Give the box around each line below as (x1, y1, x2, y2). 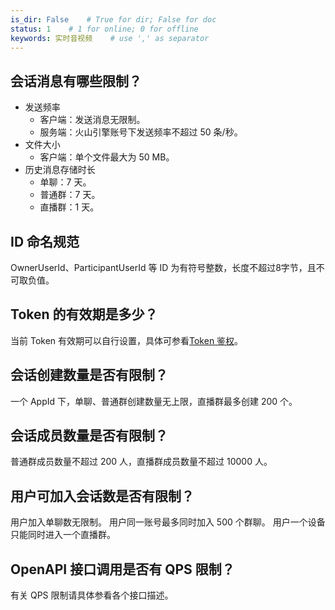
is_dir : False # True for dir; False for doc (10, 14, 217, 25)
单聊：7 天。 (39, 176, 92, 188)
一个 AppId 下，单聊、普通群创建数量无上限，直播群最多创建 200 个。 (10, 395, 298, 407)
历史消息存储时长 (24, 164, 96, 176)
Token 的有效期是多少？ (10, 306, 158, 323)
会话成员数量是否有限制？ (10, 427, 168, 445)
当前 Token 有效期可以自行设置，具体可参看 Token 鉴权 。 (10, 334, 244, 346)
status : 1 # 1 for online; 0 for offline (10, 24, 199, 34)
